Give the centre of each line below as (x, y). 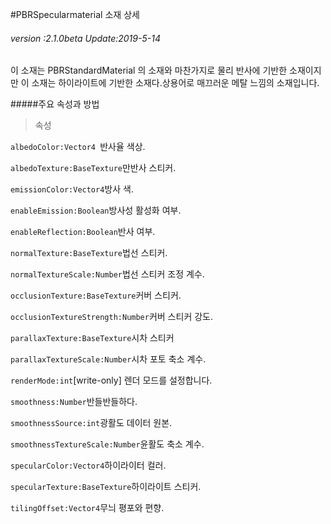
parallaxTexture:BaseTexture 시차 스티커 (92, 338)
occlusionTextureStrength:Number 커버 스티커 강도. (111, 317)
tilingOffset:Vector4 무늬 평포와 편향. (87, 508)
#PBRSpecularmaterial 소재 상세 (75, 14)
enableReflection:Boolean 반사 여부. (83, 232)
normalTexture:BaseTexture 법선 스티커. (89, 253)
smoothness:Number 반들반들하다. (74, 402)
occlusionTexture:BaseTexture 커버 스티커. (96, 295)
